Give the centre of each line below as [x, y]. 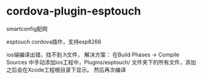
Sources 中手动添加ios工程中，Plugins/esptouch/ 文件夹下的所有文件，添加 [101, 62]
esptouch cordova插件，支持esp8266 [54, 41]
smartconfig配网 [27, 29]
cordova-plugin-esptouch [74, 11]
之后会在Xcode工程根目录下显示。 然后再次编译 [66, 70]
